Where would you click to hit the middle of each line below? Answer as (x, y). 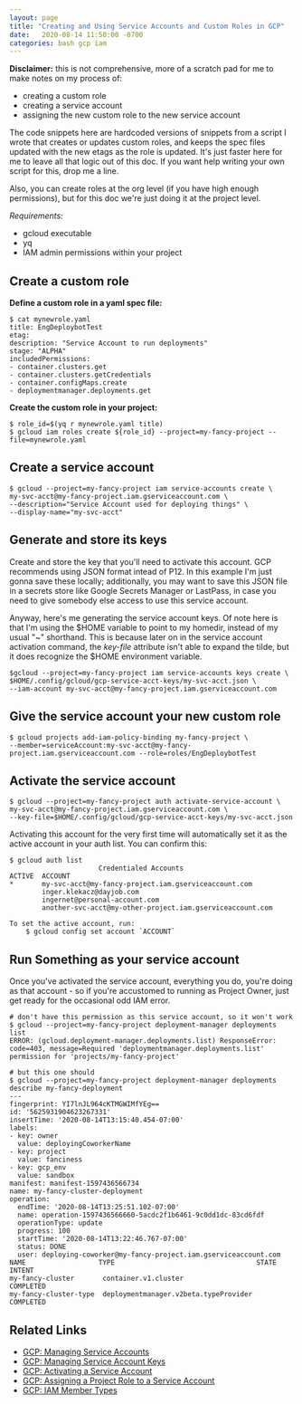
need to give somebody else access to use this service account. (129, 600)
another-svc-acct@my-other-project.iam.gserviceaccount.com (157, 908)
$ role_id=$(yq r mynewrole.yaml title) (87, 425)
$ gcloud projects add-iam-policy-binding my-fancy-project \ (129, 737)
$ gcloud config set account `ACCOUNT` (101, 932)
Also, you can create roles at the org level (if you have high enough (134, 189)
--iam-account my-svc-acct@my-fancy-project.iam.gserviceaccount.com (143, 689)
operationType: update (60, 1223)
